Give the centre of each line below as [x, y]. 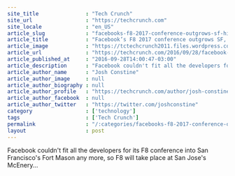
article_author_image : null [56, 79]
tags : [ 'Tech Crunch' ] [73, 117]
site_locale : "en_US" [60, 27]
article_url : [48, 53]
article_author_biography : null [56, 85]
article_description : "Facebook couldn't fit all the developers [114, 66]
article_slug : [48, 33]
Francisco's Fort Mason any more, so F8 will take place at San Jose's [107, 158]
